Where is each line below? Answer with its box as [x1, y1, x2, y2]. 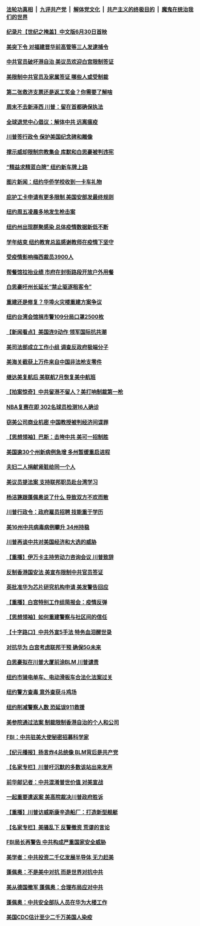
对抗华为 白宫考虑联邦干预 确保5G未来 [6, 643, 101, 651]
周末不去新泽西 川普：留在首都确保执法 [6, 103, 104, 110]
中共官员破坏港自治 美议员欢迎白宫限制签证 [6, 58, 114, 65]
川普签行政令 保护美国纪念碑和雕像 [6, 133, 93, 141]
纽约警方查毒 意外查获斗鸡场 [6, 688, 77, 696]
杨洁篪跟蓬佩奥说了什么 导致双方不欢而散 [6, 493, 109, 500]
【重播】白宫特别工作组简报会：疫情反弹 [6, 598, 107, 606]
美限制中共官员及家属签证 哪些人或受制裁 [6, 73, 109, 80]
